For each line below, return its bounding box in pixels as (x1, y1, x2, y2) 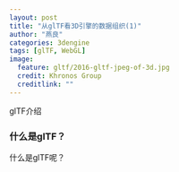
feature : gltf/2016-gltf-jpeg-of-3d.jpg (17, 64, 170, 73)
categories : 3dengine (9, 38, 90, 47)
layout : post (9, 13, 58, 22)
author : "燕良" (9, 30, 64, 39)
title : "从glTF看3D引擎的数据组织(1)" (9, 21, 141, 30)
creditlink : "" (17, 80, 74, 89)
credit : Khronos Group (17, 72, 102, 81)
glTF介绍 (9, 105, 42, 116)
